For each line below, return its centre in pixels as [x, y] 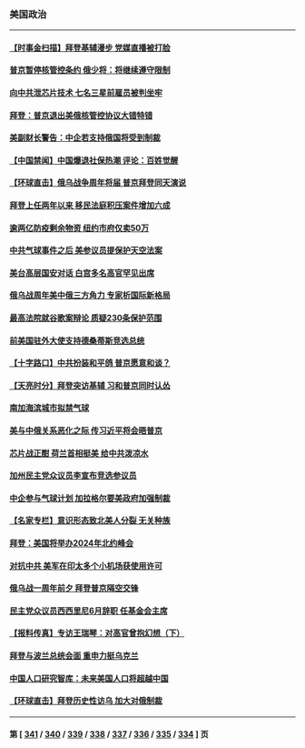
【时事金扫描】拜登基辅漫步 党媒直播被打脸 [90, 47]
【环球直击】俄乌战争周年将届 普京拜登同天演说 [98, 183]
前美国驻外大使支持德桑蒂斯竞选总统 [77, 340]
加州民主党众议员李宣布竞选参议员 [73, 476]
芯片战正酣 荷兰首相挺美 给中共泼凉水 [79, 453]
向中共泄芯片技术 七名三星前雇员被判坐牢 [86, 93]
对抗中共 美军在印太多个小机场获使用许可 [86, 565]
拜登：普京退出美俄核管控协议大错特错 [81, 115]
